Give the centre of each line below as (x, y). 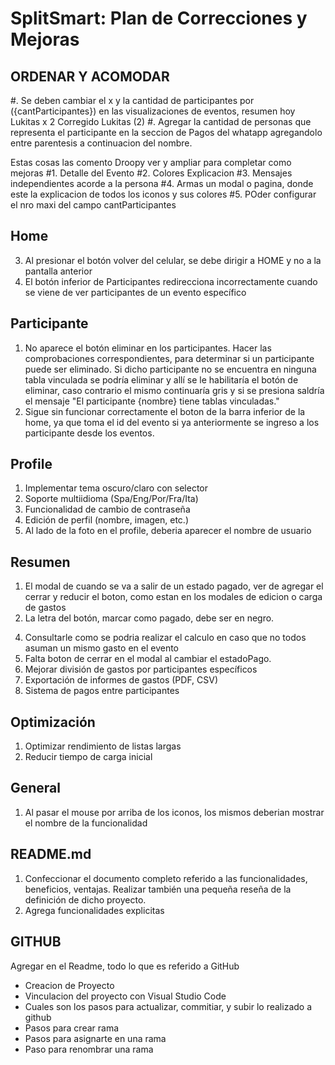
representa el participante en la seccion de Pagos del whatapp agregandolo (166, 132)
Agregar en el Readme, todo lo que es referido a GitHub (125, 966)
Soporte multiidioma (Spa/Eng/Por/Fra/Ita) (111, 499)
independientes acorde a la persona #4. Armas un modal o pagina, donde (162, 183)
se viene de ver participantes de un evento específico (135, 292)
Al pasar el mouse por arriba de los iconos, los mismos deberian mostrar (174, 812)
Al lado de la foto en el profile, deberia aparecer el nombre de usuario (168, 531)
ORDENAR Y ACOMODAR (90, 76)
